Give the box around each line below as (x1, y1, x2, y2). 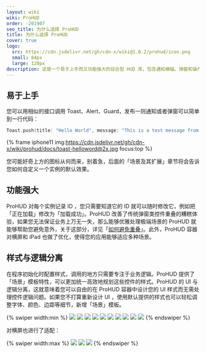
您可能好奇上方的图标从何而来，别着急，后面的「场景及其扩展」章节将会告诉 (6, 158, 200, 165)
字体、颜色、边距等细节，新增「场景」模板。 (11, 301, 124, 308)
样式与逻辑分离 (6, 252, 63, 264)
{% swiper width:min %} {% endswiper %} (6, 314, 191, 321)
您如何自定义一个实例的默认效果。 (6, 165, 93, 173)
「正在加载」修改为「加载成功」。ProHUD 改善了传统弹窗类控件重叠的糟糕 (6, 210, 193, 218)
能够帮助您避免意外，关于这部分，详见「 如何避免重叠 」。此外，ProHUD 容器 (6, 225, 198, 233)
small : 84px (12, 55, 43, 61)
